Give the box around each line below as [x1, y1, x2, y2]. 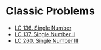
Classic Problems [5, 4, 95, 18]
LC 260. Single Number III [14, 37, 79, 44]
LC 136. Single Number [14, 24, 72, 31]
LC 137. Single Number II [14, 30, 76, 37]
